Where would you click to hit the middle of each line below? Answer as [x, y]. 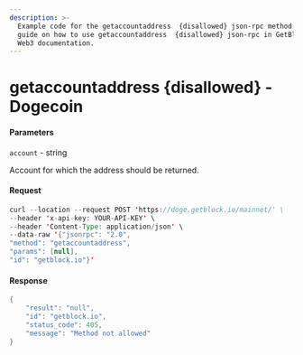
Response [28, 280]
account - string [38, 152]
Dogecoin [46, 107]
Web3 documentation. [56, 43]
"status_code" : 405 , [64, 325]
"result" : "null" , [60, 308]
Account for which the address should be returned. [105, 170]
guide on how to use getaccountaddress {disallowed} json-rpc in [145, 34]
